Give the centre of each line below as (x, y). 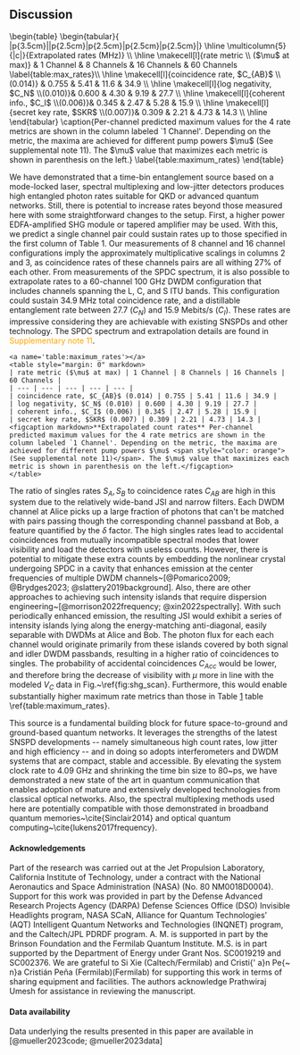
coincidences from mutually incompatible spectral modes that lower (134, 540)
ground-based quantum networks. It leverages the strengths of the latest (143, 733)
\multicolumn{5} (257, 46)
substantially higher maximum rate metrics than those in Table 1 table (136, 696)
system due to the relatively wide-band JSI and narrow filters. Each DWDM (147, 502)
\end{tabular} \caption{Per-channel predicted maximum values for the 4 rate (150, 121)
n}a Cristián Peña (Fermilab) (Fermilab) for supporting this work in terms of (146, 972)
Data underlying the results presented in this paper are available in (131, 1032)
